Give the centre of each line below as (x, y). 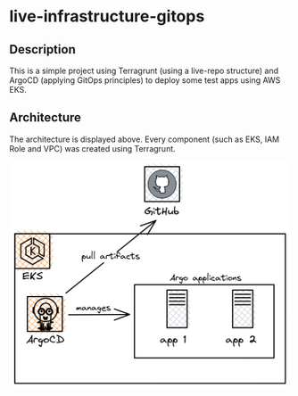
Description (42, 49)
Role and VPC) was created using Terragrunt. (92, 148)
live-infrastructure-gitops (107, 16)
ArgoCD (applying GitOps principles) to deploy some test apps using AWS (145, 80)
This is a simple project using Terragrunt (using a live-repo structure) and (144, 70)
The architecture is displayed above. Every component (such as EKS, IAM (145, 139)
